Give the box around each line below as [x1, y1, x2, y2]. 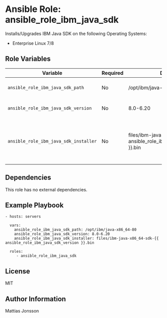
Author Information [5, 295, 66, 303]
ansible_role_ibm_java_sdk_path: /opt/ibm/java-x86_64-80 [14, 227, 137, 232]
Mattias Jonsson [5, 308, 39, 314]
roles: [9, 249, 23, 254]
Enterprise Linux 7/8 [12, 40, 54, 46]
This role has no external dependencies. [5, 186, 88, 192]
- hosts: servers [5, 214, 41, 219]
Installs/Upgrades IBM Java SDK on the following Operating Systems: [5, 30, 148, 36]
